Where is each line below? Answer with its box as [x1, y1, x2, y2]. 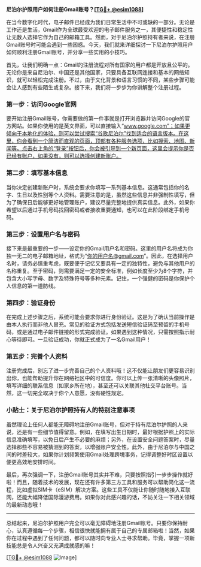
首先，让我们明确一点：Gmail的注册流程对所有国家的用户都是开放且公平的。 [6, 61, 193, 68]
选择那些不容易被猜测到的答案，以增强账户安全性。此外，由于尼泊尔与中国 [6, 443, 190, 450]
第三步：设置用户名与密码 [6, 230, 80, 239]
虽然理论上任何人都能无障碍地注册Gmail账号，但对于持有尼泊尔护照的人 [6, 421, 183, 428]
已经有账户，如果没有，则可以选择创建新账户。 [6, 152, 121, 159]
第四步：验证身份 [6, 298, 56, 307]
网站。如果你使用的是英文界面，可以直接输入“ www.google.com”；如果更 [11, 122, 190, 129]
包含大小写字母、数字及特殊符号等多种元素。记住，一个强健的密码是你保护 [6, 275, 190, 282]
